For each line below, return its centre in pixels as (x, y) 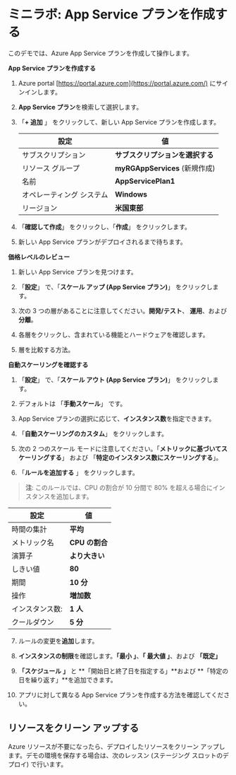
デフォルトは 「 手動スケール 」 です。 (72, 403)
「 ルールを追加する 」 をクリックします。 (79, 472)
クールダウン (33, 622)
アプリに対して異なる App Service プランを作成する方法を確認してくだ (121, 694)
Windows (131, 194)
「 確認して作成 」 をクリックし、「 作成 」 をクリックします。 (104, 226)
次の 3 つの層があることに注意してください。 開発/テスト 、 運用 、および (123, 310)
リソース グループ (51, 168)
